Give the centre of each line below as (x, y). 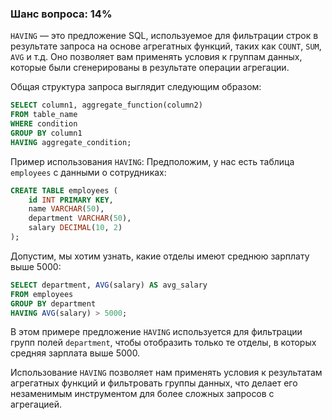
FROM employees (42, 294)
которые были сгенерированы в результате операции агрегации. (150, 68)
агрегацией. (36, 404)
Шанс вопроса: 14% (61, 14)
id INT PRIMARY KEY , (71, 200)
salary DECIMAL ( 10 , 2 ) (75, 228)
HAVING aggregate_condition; (71, 142)
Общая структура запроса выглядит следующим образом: (136, 87)
